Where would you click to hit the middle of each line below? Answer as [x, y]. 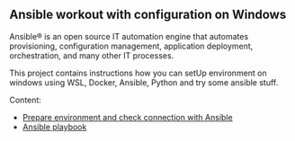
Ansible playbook [54, 127]
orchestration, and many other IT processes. [92, 55]
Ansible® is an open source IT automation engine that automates [129, 36]
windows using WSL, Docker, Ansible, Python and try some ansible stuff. [144, 82]
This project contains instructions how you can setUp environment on [138, 73]
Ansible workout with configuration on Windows [148, 15]
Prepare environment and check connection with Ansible [127, 117]
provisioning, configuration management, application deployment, [131, 46]
